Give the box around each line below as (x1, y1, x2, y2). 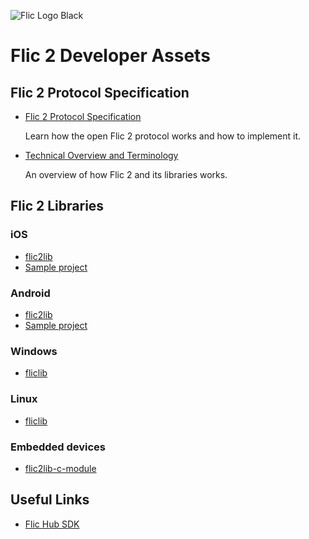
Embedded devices (10, 440, 107, 454)
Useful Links (10, 491, 90, 509)
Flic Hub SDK (24, 518, 80, 530)
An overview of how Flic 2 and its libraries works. (24, 169, 228, 180)
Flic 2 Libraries (10, 198, 105, 215)
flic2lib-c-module (24, 462, 97, 474)
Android (10, 286, 51, 300)
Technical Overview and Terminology (24, 150, 179, 161)
